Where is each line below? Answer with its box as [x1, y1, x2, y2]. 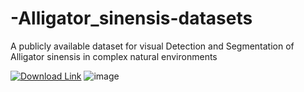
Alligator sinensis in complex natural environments [10, 50, 218, 62]
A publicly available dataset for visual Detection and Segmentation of [10, 40, 295, 52]
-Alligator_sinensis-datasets [10, 7, 253, 30]
